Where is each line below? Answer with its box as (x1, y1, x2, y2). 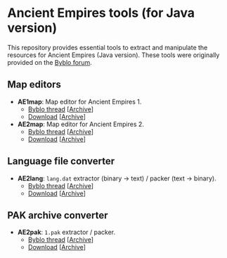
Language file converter (7, 155, 115, 167)
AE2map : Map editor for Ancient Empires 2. (17, 120, 144, 128)
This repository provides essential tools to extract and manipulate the (7, 43, 208, 51)
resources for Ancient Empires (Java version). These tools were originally (7, 51, 220, 59)
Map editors (7, 79, 62, 91)
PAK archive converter (7, 209, 108, 221)
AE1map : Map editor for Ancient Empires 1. (17, 97, 142, 106)
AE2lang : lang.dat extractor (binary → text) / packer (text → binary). (17, 174, 216, 183)
